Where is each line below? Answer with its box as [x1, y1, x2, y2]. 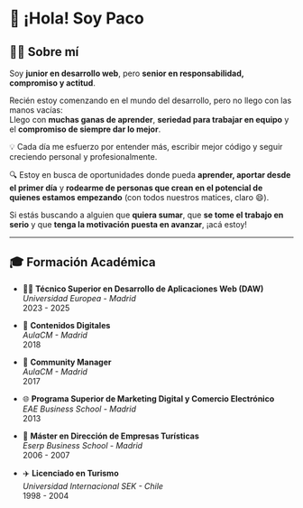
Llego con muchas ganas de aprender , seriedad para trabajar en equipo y [9, 115, 289, 125]
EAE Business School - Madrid [22, 403, 137, 414]
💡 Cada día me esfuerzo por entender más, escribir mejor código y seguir [9, 142, 283, 152]
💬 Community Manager [22, 356, 112, 367]
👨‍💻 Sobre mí [9, 44, 79, 60]
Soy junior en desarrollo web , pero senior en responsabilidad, [9, 68, 244, 79]
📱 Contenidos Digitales [22, 319, 111, 330]
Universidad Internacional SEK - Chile [22, 480, 164, 491]
